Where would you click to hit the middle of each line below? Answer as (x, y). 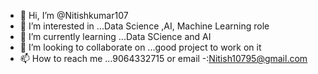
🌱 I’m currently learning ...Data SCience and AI (115, 36)
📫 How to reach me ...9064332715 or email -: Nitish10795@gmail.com (163, 58)
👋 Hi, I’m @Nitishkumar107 (74, 15)
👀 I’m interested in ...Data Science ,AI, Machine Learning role (144, 26)
